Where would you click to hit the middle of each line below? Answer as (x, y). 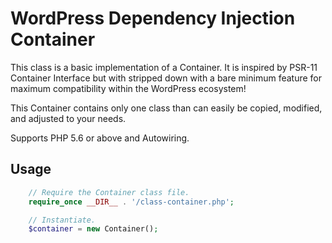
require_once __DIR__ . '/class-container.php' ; (131, 202)
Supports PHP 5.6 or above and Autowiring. (100, 138)
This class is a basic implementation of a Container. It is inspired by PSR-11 (164, 67)
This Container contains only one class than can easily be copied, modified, (166, 108)
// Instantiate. (62, 220)
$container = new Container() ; (93, 229)
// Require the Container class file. (109, 192)
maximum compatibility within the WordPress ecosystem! (128, 88)
